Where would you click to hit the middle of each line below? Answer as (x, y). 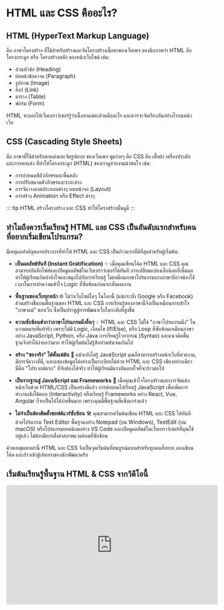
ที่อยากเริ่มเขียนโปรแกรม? (45, 237)
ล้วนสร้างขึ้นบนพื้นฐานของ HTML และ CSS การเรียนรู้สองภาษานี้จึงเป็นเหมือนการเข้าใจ (102, 303)
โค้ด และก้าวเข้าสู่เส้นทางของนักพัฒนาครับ (47, 454)
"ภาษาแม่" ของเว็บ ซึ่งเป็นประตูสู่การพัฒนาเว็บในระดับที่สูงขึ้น (75, 310)
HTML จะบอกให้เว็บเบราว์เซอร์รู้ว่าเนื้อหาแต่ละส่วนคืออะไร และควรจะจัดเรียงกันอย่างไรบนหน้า (99, 116)
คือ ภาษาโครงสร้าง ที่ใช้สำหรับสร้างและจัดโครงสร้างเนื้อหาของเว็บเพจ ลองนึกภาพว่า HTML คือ (99, 50)
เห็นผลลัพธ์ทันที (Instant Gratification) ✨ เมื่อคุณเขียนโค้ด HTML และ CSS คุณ (102, 263)
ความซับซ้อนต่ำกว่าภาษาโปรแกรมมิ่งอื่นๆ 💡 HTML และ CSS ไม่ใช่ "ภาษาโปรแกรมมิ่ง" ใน (105, 322)
